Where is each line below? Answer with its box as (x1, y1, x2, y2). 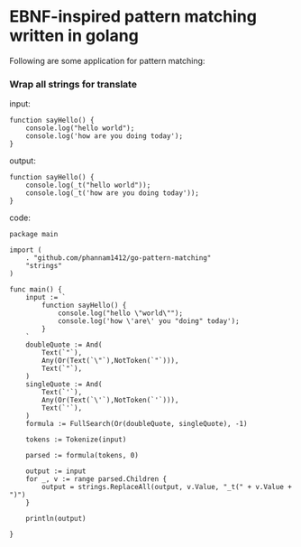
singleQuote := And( (25, 380, 103, 389)
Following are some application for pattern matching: (9, 55, 205, 66)
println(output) (25, 515, 87, 524)
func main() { (9, 285, 63, 294)
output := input (25, 467, 87, 476)
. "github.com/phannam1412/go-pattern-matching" (25, 254, 212, 263)
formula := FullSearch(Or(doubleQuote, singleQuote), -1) (25, 420, 248, 429)
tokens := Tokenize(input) (25, 435, 127, 444)
